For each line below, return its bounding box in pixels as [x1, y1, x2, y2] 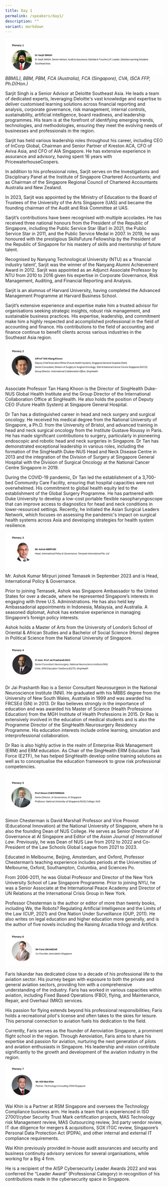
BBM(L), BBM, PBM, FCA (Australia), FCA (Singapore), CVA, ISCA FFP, [5, 75, 151, 81]
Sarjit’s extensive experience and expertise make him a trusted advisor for [5, 303, 158, 309]
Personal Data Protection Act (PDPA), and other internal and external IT [5, 1130, 152, 1136]
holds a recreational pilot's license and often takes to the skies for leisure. [5, 1012, 157, 1018]
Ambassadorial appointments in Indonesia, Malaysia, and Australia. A [5, 604, 148, 610]
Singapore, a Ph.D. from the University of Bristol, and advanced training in [5, 422, 158, 428]
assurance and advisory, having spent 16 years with [5, 154, 112, 160]
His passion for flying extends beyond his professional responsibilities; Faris [5, 1007, 162, 1013]
